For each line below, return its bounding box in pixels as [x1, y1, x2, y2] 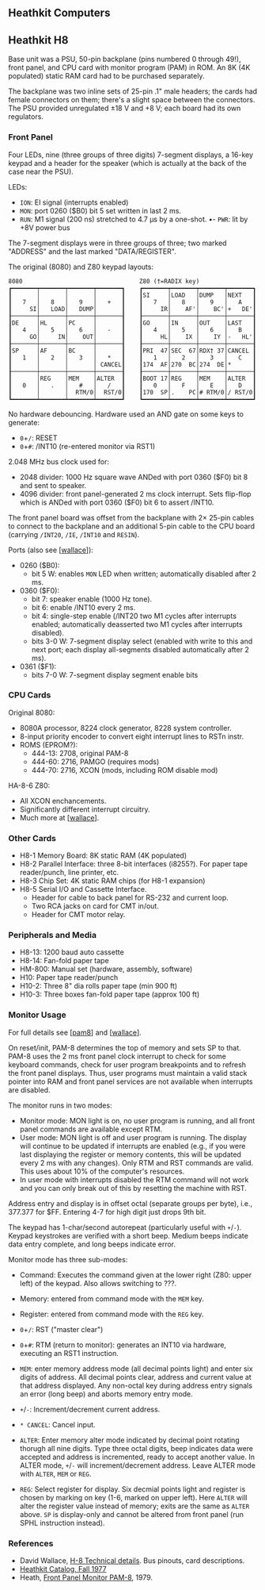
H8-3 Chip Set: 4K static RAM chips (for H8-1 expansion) [19, 876, 206, 885]
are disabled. [8, 1085, 51, 1094]
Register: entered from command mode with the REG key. [19, 1309, 204, 1319]
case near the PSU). [8, 167, 74, 176]
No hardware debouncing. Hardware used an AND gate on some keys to [8, 409, 244, 419]
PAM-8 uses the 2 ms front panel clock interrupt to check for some [8, 1051, 227, 1061]
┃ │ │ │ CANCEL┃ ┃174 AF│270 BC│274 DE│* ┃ [8, 360, 257, 368]
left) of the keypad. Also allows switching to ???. [19, 1278, 177, 1288]
